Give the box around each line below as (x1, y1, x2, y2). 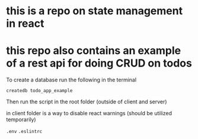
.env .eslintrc (6, 129, 43, 135)
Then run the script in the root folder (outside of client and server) (6, 98, 167, 105)
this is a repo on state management (6, 4, 183, 18)
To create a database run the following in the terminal (6, 76, 137, 84)
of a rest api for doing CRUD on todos (6, 56, 193, 70)
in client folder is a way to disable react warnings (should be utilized (6, 110, 172, 117)
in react (6, 17, 44, 30)
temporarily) (6, 116, 37, 123)
